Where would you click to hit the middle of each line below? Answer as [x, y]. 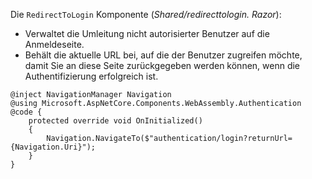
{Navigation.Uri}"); [53, 147]
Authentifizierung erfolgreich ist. [91, 76]
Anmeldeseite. [54, 44]
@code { [26, 112]
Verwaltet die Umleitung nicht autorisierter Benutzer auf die [147, 33]
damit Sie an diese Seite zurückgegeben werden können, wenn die [162, 65]
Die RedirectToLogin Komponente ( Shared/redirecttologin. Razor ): [146, 14]
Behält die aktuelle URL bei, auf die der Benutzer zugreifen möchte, [163, 55]
